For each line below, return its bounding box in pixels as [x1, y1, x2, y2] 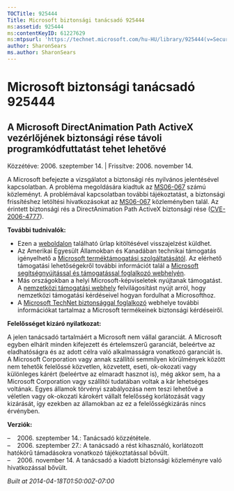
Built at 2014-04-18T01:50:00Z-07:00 [7, 476, 115, 485]
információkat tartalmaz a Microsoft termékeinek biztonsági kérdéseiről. [17, 306, 224, 314]
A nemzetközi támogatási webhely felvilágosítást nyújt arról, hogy [17, 283, 206, 292]
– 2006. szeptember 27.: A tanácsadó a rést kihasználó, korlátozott [7, 441, 204, 449]
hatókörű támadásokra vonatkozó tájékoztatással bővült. [7, 449, 169, 457]
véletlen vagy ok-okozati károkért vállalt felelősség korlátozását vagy [7, 391, 205, 400]
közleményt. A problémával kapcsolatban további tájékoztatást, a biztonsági [7, 189, 225, 198]
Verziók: [7, 420, 33, 428]
